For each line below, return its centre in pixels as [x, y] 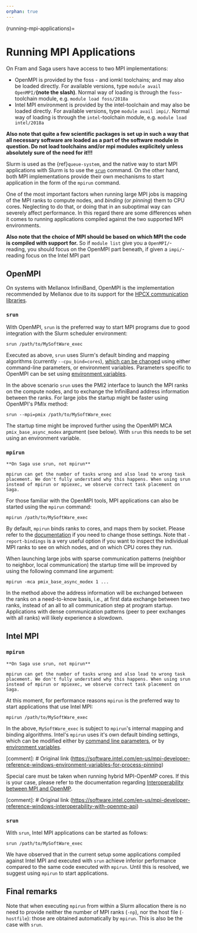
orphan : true [22, 11]
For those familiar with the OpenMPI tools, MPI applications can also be [92, 500]
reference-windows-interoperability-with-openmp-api [71, 806]
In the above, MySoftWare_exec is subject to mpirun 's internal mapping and [95, 728]
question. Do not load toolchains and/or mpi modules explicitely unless [95, 146]
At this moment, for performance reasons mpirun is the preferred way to [93, 700]
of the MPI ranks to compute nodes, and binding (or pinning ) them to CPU [96, 200]
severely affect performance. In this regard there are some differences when [99, 213]
